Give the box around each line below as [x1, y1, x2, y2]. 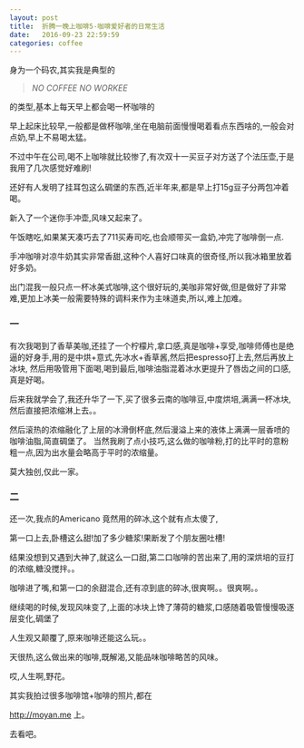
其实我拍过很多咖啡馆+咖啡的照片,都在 [9, 690, 152, 701]
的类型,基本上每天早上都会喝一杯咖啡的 [9, 102, 156, 112]
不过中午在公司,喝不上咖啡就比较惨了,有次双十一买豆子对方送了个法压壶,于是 [9, 151, 295, 162]
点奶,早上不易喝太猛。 [9, 132, 93, 143]
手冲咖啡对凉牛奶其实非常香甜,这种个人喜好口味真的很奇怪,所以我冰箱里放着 [9, 251, 293, 262]
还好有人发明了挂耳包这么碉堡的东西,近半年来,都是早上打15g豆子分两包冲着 [9, 182, 289, 193]
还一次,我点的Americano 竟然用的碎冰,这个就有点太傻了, [9, 513, 219, 524]
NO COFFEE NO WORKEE [31, 83, 129, 93]
